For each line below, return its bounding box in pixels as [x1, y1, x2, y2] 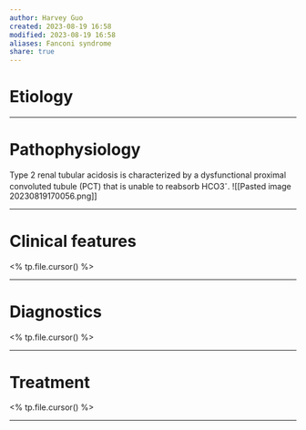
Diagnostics [9, 302, 103, 322]
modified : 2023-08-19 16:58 [9, 30, 117, 39]
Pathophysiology [9, 139, 141, 160]
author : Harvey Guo [9, 13, 84, 23]
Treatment [9, 372, 91, 393]
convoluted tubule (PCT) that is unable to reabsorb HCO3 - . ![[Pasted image [9, 179, 291, 191]
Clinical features [9, 230, 137, 251]
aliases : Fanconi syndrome [9, 38, 112, 48]
